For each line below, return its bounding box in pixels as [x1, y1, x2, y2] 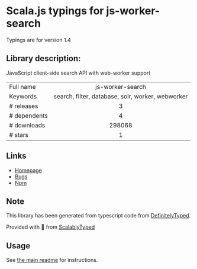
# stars [9, 130, 28, 139]
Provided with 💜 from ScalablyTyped [6, 223, 95, 230]
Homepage [14, 166, 43, 174]
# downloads [9, 121, 46, 129]
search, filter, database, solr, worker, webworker [53, 92, 188, 100]
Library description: [6, 53, 81, 63]
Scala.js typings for [6, 4, 104, 18]
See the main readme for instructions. [6, 257, 98, 264]
